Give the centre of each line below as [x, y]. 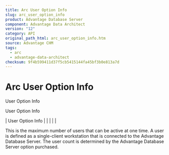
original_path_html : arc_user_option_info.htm [55, 39]
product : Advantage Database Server [44, 19]
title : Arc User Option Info [36, 10]
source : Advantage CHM [29, 43]
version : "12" [20, 29]
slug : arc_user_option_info [35, 15]
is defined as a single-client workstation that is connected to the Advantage [84, 136]
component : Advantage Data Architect [45, 24]
